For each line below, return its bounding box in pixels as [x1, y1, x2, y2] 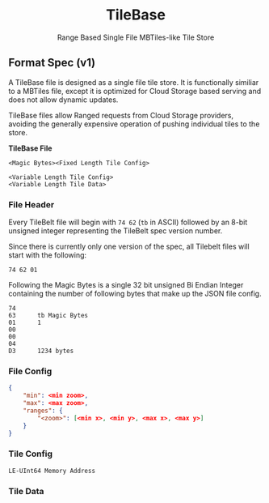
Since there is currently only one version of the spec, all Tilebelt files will [8, 241, 250, 252]
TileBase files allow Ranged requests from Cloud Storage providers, [8, 110, 234, 120]
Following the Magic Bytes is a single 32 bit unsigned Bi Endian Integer [8, 280, 244, 290]
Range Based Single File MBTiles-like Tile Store [57, 32, 215, 42]
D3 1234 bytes [8, 347, 74, 356]
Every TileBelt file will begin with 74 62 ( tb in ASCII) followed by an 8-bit [8, 217, 248, 228]
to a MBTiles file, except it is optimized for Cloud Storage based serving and [8, 86, 262, 96]
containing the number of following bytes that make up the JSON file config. [8, 289, 262, 299]
